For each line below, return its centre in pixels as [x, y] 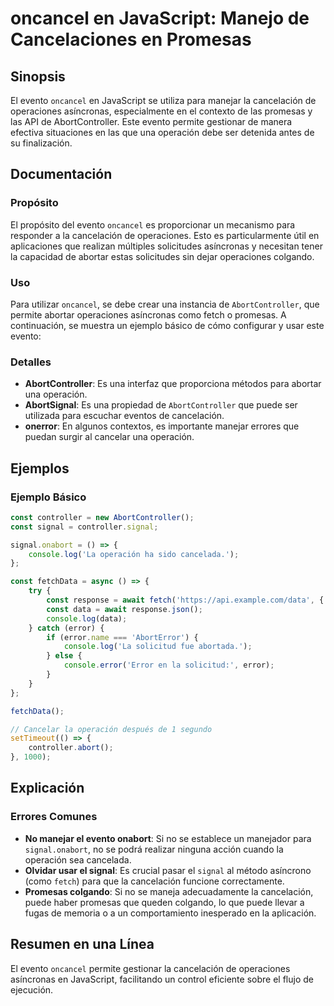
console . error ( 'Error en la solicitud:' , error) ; [169, 665]
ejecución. [32, 989]
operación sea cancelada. [78, 859]
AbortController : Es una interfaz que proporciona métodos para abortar [173, 384]
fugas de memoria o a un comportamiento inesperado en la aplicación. [170, 913]
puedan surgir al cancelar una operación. [109, 437]
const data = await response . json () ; [124, 609]
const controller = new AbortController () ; [102, 517]
